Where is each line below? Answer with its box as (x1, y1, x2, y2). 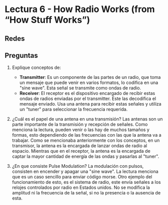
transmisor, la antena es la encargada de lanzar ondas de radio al (12, 143, 147, 149)
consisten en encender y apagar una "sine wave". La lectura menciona (12, 168, 159, 174)
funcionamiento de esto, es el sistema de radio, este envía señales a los (12, 179, 161, 185)
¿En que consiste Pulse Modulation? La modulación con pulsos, (12, 163, 144, 169)
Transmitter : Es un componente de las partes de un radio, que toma (19, 74, 161, 80)
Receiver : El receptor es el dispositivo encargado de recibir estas (19, 90, 155, 96)
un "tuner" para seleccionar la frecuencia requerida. (19, 107, 128, 113)
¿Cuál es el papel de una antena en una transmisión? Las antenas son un (12, 116, 163, 122)
